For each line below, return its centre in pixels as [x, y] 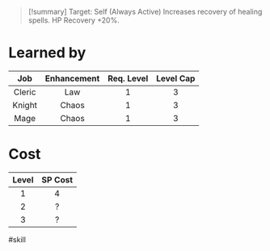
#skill [17, 239]
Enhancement [72, 78]
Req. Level [128, 78]
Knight [25, 105]
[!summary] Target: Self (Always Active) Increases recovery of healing [145, 12]
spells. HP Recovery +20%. [74, 20]
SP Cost [57, 179]
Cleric [25, 92]
